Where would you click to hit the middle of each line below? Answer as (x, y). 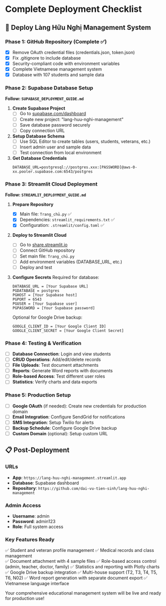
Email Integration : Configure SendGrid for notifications (69, 417)
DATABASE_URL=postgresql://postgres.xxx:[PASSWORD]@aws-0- (75, 167)
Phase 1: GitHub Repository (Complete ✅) (56, 42)
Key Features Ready (30, 539)
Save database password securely (55, 125)
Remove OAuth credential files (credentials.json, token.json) (74, 52)
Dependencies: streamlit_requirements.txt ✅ (67, 220)
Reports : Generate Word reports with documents (62, 371)
